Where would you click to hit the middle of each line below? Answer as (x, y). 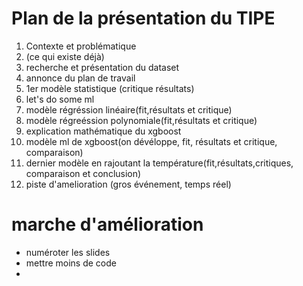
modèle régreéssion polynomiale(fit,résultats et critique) (141, 120)
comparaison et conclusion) (83, 173)
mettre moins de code (71, 263)
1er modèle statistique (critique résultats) (110, 88)
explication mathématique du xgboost (103, 131)
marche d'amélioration (107, 224)
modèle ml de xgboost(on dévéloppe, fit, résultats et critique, (151, 141)
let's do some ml (60, 99)
